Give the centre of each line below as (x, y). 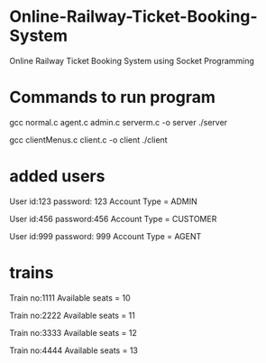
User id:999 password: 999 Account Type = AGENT (105, 236)
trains (32, 273)
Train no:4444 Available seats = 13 (73, 350)
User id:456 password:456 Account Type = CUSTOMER (113, 219)
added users (57, 177)
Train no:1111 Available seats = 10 (70, 298)
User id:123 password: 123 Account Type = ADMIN (104, 201)
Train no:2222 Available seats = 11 (72, 315)
